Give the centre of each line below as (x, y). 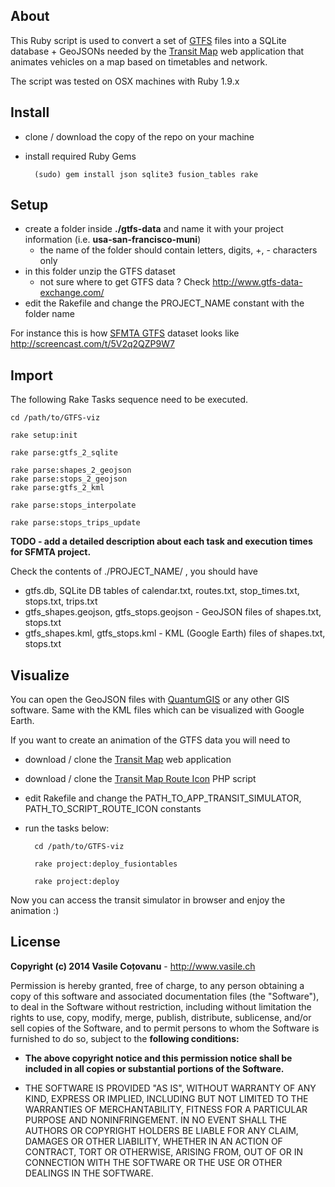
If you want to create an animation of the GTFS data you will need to (150, 740)
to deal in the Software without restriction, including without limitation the (161, 1006)
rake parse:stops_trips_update (75, 523)
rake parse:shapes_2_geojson (71, 470)
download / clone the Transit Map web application (128, 760)
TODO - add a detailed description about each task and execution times (161, 541)
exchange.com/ (72, 293)
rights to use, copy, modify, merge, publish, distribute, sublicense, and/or (161, 1017)
